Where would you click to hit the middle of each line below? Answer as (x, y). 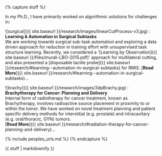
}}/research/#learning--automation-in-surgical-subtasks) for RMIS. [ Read (79, 68)
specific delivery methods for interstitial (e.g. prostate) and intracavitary (78, 114)
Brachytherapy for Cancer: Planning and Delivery (56, 93)
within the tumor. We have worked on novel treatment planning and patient (80, 108)
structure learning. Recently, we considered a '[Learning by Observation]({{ (81, 52)
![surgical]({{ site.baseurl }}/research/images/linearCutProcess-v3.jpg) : (78, 31)
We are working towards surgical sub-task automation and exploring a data (81, 42)
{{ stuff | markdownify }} (30, 148)
